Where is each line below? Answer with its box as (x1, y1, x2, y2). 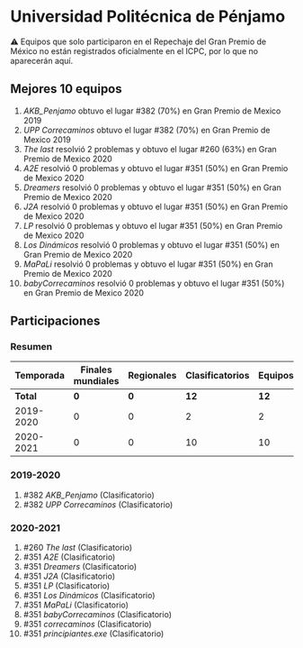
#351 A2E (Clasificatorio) (22, 552, 116, 562)
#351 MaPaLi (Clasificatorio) (22, 599, 129, 610)
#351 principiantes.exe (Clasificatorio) (22, 628, 165, 639)
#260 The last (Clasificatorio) (22, 543, 133, 553)
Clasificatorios (184, 370, 250, 382)
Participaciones (10, 314, 101, 329)
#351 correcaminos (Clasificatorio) (22, 619, 152, 630)
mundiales (73, 375, 120, 388)
